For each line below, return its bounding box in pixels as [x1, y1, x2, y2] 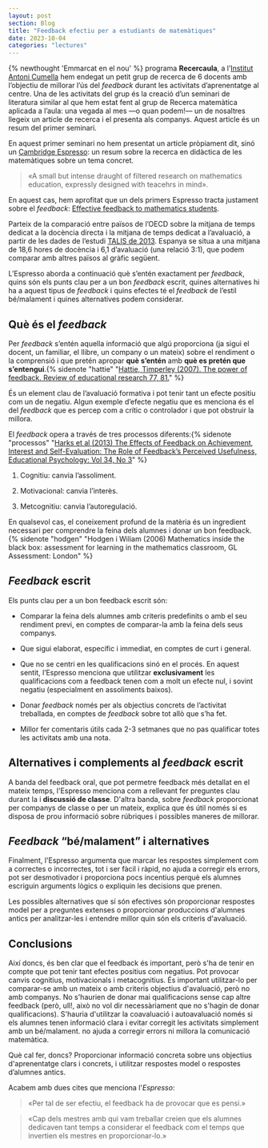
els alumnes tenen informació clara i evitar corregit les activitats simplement [8, 1018, 259, 1028]
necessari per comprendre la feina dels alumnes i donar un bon [8, 526, 218, 535]
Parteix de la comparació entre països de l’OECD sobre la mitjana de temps [8, 220, 256, 229]
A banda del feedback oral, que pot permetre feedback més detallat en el [8, 777, 250, 787]
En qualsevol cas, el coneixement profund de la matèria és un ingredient [8, 517, 246, 526]
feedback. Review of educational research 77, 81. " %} [8, 373, 185, 382]
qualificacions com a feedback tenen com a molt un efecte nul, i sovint [19, 676, 254, 686]
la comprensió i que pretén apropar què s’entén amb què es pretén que [8, 356, 246, 365]
